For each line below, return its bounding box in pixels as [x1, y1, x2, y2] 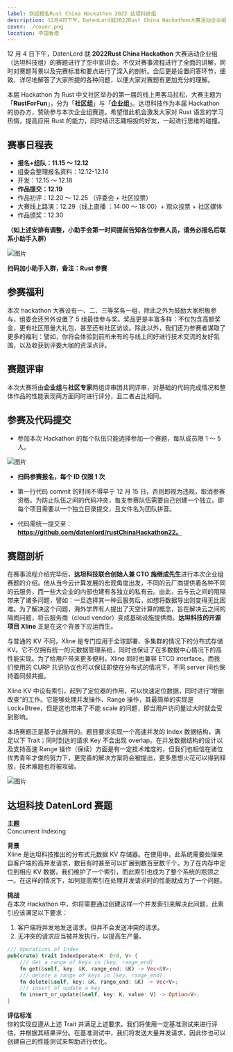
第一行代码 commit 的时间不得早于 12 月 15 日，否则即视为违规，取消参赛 [17, 487, 225, 495]
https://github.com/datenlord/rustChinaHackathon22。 [17, 528, 182, 536]
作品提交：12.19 [17, 185, 63, 194]
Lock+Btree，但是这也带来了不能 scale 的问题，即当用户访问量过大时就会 [7, 704, 217, 712]
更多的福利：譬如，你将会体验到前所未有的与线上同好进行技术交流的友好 [7, 332, 214, 340]
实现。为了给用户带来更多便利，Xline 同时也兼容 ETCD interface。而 [19, 654, 214, 663]
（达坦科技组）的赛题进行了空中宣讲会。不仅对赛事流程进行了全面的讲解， [7, 58, 220, 67]
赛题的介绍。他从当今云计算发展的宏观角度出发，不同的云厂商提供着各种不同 [7, 579, 226, 587]
